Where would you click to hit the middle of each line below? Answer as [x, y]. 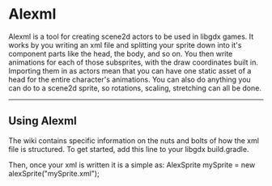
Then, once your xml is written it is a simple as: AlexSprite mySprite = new [132, 165]
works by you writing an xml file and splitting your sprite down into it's [125, 44]
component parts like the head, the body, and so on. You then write [121, 53]
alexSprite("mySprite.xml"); [54, 173]
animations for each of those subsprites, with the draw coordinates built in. [134, 62]
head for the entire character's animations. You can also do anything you [130, 79]
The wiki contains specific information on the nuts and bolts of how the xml [134, 140]
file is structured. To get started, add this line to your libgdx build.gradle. [129, 149]
